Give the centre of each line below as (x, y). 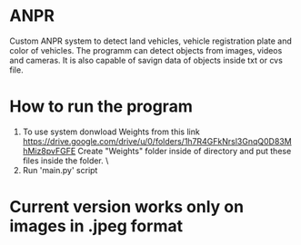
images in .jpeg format (96, 226)
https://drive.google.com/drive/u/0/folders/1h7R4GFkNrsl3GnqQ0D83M (157, 141)
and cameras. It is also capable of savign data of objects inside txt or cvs (146, 60)
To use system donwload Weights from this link (111, 132)
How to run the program (101, 107)
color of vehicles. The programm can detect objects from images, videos (146, 50)
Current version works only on (126, 207)
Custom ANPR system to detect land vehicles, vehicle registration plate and (151, 41)
